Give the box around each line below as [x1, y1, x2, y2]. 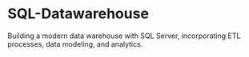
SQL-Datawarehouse [7, 5, 150, 23]
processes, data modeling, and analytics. [7, 39, 143, 48]
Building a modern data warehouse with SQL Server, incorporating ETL [7, 31, 241, 40]
